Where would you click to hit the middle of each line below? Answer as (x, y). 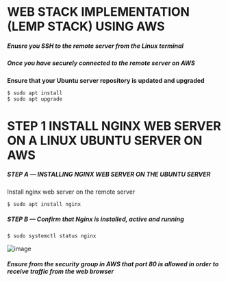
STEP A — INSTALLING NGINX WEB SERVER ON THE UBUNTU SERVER (109, 175)
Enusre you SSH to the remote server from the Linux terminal (95, 46)
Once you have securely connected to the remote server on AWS (101, 63)
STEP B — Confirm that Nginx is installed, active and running (96, 219)
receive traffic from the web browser (61, 272)
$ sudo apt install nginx (44, 204)
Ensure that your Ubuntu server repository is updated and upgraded (106, 80)
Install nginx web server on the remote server (71, 192)
